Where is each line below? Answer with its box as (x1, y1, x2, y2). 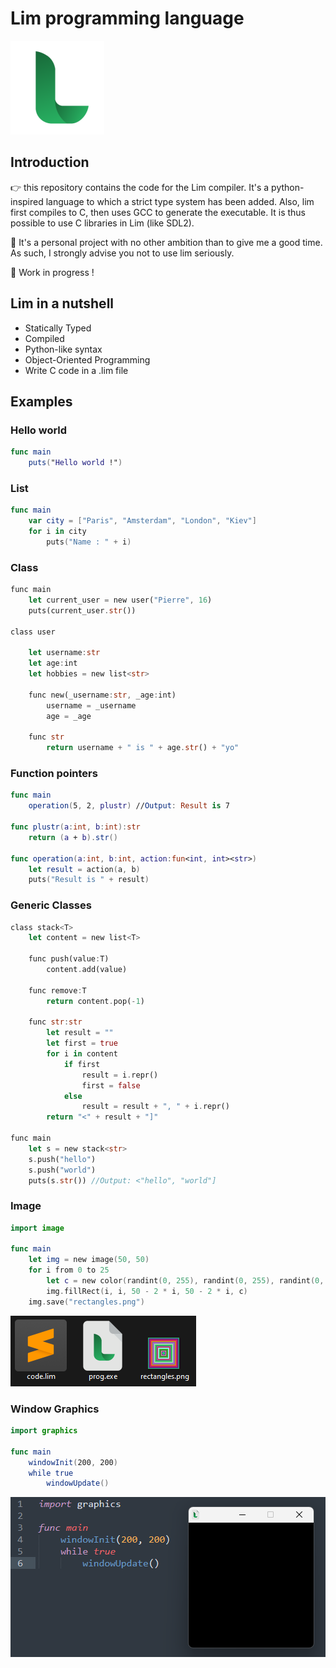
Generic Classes (10, 898, 92, 912)
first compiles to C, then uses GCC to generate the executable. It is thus (10, 206, 306, 218)
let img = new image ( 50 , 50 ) (28, 1255, 150, 1265)
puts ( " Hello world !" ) (28, 458, 123, 468)
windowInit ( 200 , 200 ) (28, 1457, 118, 1467)
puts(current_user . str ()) (28, 605, 137, 616)
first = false (81, 1080, 141, 1091)
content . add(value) (46, 965, 128, 975)
